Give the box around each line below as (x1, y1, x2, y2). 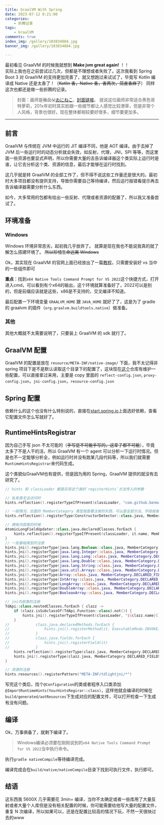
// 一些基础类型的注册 (5, 540, 45, 546)
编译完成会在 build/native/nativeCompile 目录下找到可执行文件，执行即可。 (5, 767, 156, 773)
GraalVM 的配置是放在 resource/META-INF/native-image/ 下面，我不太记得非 (5, 360, 158, 366)
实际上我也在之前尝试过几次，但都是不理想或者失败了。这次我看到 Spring (5, 68, 152, 74)
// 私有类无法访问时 (5, 495, 41, 501)
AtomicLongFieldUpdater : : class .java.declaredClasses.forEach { (5, 527, 137, 532)
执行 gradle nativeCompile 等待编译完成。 (5, 756, 88, 762)
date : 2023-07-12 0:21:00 (5, 12, 58, 17)
